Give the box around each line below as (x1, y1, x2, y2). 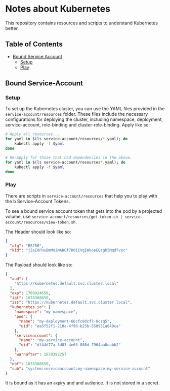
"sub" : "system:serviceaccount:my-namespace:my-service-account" (10, 366, 151, 371)
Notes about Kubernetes (5, 3, 110, 15)
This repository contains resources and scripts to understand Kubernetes (5, 20, 158, 26)
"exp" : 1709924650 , (10, 290, 51, 296)
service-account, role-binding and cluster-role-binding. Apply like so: (5, 122, 150, 128)
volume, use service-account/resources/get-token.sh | (5, 213, 123, 219)
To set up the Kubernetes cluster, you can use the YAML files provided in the (5, 106, 165, 112)
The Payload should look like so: (5, 262, 73, 268)
